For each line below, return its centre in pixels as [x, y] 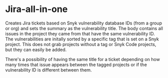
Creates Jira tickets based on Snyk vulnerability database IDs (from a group [84, 23]
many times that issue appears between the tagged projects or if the [76, 64]
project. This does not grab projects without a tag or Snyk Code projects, [81, 44]
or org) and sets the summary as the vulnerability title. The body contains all [84, 28]
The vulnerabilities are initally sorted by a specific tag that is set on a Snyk [82, 39]
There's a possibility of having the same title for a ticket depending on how [82, 59]
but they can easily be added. [36, 49]
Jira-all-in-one [36, 9]
